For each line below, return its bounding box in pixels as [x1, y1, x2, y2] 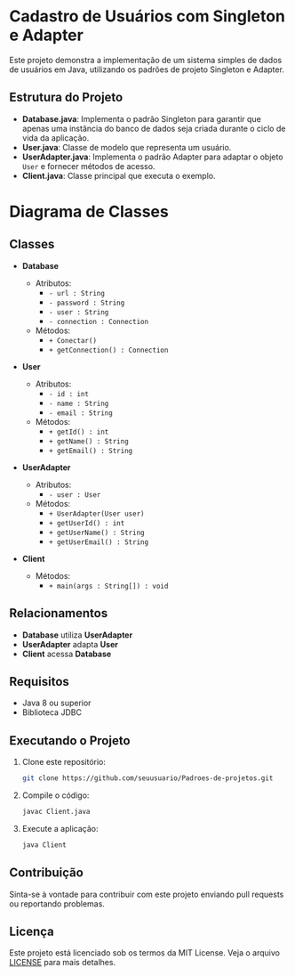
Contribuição [9, 866, 84, 881]
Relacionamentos [9, 606, 108, 621]
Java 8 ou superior [21, 697, 92, 709]
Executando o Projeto [9, 733, 131, 748]
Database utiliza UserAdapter [21, 630, 133, 640]
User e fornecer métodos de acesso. [21, 160, 155, 171]
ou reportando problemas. [9, 898, 105, 909]
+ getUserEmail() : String [48, 537, 149, 547]
